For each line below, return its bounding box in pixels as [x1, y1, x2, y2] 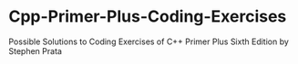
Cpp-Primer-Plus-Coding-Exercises [8, 6, 287, 27]
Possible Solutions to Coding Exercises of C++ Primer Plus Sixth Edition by [8, 36, 289, 47]
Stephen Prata [8, 45, 63, 56]
